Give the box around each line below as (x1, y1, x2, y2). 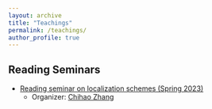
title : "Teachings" (8, 19, 73, 27)
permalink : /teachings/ (8, 26, 87, 34)
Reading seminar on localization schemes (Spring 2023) (19, 84, 204, 93)
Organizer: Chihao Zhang (31, 92, 114, 102)
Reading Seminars (8, 62, 101, 76)
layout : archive (8, 11, 62, 20)
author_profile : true (8, 33, 80, 42)
